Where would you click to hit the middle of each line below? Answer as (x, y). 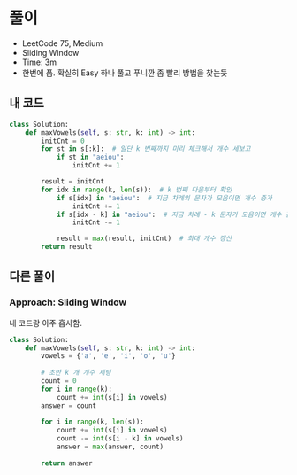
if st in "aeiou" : (90, 157)
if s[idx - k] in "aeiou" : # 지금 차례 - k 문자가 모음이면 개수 (169, 214)
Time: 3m (39, 62)
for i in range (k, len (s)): (92, 422)
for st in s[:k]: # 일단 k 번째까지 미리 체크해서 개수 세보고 (146, 149)
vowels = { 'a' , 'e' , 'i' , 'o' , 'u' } (108, 356)
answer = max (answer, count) (110, 447)
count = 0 (59, 381)
